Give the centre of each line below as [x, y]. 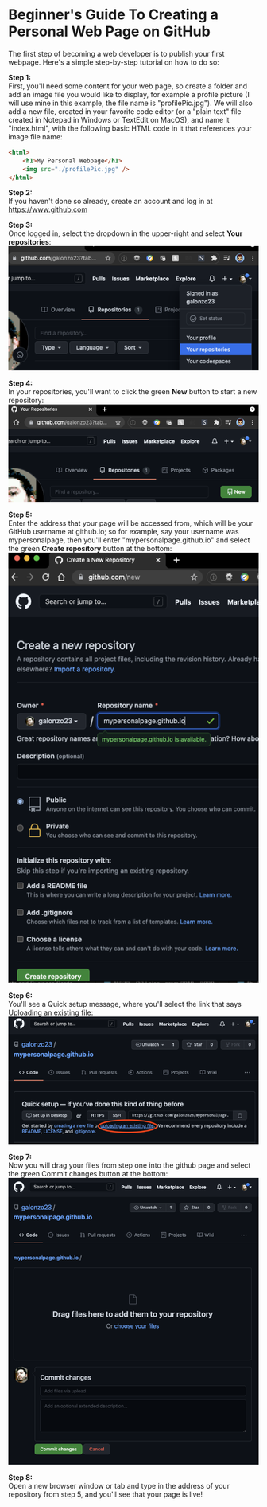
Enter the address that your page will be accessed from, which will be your [131, 523]
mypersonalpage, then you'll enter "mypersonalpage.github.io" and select [129, 540]
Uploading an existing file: [51, 1012]
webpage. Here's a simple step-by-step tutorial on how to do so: [114, 62]
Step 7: [20, 1157]
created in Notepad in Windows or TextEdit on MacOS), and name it [119, 119]
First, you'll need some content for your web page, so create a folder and [128, 86]
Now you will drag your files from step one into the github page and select [130, 1165]
